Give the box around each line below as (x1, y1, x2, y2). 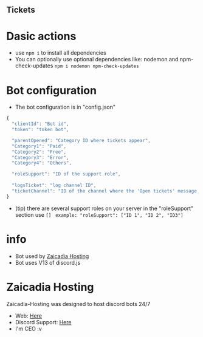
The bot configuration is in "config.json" (15, 103, 115, 111)
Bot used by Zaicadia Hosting (15, 252, 89, 260)
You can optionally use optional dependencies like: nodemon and (15, 56, 179, 63)
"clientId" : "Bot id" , (12, 121, 69, 127)
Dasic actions (6, 29, 77, 43)
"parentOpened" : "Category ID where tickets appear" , (12, 137, 151, 143)
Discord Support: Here (15, 318, 72, 325)
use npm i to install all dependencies (15, 49, 106, 56)
